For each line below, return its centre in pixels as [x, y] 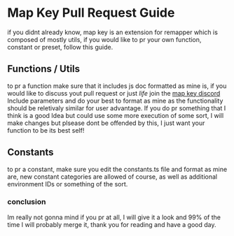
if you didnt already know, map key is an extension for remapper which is [113, 32]
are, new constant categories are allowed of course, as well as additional [112, 177]
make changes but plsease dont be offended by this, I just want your [106, 123]
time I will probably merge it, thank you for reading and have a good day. [112, 224]
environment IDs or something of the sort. [68, 184]
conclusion [27, 202]
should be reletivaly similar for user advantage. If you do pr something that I [117, 108]
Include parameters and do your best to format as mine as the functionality [115, 101]
